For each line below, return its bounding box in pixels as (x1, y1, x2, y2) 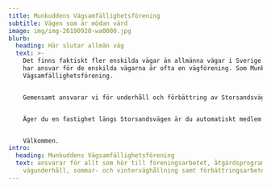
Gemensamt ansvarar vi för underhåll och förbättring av (23, 93, 219, 102)
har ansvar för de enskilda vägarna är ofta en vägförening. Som (23, 64, 248, 73)
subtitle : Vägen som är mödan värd (8, 19, 128, 27)
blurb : (8, 34, 31, 43)
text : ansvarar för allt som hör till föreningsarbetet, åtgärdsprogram (15, 159, 265, 168)
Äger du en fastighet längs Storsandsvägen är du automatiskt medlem (23, 114, 262, 123)
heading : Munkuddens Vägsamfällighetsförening (15, 152, 175, 160)
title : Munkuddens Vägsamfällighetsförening (8, 11, 161, 20)
